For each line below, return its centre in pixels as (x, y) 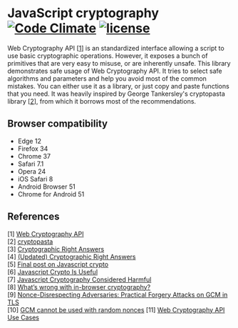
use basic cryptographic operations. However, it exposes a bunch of (108, 56)
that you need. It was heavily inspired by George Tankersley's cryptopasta (117, 94)
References (33, 217)
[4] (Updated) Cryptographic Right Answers (72, 257)
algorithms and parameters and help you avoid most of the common (107, 78)
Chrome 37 (34, 156)
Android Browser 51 (47, 187)
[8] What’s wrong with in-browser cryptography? (79, 287)
